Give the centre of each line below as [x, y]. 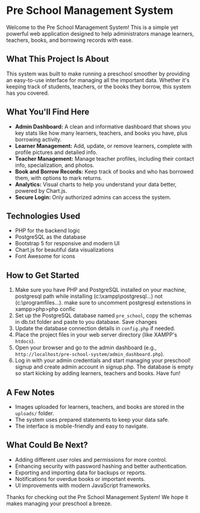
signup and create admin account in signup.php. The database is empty [104, 367]
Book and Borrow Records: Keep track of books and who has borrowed [104, 171]
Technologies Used [43, 216]
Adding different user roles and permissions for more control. [91, 459]
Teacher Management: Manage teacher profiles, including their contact [105, 158]
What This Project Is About [58, 59]
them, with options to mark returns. [58, 178]
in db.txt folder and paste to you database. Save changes [86, 322]
